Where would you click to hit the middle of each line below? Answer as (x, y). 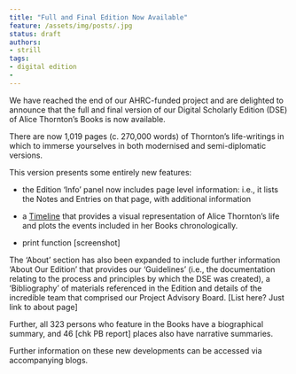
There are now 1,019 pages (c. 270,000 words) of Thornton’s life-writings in (147, 136)
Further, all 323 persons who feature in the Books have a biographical (136, 323)
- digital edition (43, 67)
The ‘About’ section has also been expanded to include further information (145, 260)
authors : (25, 42)
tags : (19, 58)
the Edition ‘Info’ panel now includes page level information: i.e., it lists (150, 189)
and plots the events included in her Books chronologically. (130, 225)
